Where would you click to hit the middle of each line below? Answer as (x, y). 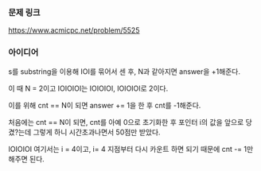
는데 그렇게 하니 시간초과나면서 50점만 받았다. (90, 132)
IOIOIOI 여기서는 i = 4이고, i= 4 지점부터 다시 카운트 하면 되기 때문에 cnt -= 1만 (131, 149)
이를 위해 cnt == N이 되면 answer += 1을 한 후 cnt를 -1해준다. (105, 105)
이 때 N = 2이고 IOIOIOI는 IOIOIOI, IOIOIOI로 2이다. (88, 88)
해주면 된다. (27, 159)
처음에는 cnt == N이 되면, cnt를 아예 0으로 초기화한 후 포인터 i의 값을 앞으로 (126, 122)
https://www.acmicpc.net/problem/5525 (74, 30)
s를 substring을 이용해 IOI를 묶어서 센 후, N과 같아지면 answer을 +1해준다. (125, 71)
